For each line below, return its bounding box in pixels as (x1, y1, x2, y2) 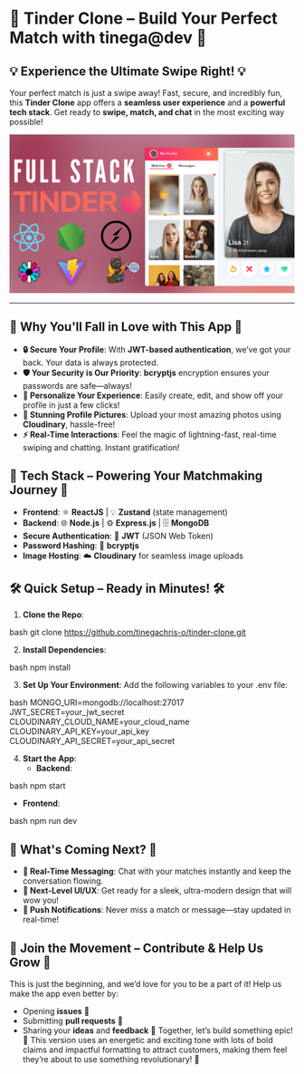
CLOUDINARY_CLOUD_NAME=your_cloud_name (9, 716, 190, 728)
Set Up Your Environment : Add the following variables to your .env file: (22, 680, 288, 691)
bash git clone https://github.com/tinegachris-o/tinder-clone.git (9, 627, 246, 638)
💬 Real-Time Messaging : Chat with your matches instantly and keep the (22, 866, 292, 877)
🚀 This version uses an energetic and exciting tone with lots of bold (22, 1035, 273, 1046)
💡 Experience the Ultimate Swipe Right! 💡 (9, 63, 246, 79)
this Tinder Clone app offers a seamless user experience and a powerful (9, 97, 286, 108)
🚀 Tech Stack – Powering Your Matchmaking (9, 469, 263, 484)
